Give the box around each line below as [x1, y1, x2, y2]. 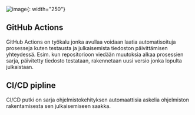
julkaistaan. [6, 63, 34, 70]
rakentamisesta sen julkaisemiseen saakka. [6, 102, 111, 109]
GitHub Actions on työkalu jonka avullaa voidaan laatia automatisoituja [6, 38, 176, 45]
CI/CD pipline [6, 80, 56, 91]
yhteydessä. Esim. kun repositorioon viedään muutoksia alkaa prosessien [6, 51, 184, 58]
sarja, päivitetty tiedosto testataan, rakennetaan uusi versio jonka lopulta [6, 57, 183, 64]
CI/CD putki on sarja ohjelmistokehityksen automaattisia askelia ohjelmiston [6, 96, 190, 103]
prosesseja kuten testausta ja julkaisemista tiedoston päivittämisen [6, 44, 168, 51]
